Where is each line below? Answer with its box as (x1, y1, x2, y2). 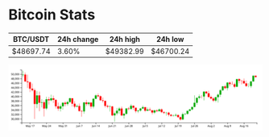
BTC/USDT (13, 35, 50, 44)
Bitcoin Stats (8, 6, 96, 24)
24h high (109, 35, 141, 44)
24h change (57, 35, 99, 44)
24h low (155, 35, 184, 44)
